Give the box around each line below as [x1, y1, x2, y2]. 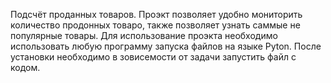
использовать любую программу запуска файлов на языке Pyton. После [10, 40, 322, 52]
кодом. [10, 62, 41, 73]
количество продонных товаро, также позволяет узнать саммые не [10, 19, 301, 31]
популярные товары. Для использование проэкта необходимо [10, 30, 278, 41]
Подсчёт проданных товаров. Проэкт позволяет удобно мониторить [10, 9, 303, 20]
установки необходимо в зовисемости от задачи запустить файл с [10, 51, 297, 63]
